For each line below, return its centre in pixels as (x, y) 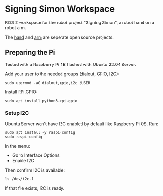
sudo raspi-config (24, 137)
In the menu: (18, 146)
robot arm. (16, 27)
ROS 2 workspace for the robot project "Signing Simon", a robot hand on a (80, 22)
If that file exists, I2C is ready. (35, 188)
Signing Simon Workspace (60, 9)
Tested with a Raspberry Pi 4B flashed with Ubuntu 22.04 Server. (71, 64)
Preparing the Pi (30, 53)
